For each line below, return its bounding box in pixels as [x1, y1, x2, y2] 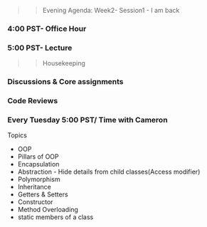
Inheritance [17, 183, 52, 191]
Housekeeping [42, 59, 85, 68]
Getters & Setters [17, 190, 69, 199]
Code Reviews [7, 96, 58, 106]
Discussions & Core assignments [7, 77, 124, 87]
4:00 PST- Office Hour [7, 23, 87, 33]
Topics [7, 131, 27, 139]
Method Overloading [17, 206, 78, 214]
